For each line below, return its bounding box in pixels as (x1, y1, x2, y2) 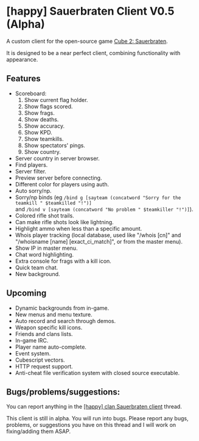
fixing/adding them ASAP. (6, 428, 71, 435)
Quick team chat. (15, 264, 58, 271)
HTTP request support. (15, 362, 73, 370)
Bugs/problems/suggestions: (6, 387, 120, 397)
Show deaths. (24, 115, 59, 123)
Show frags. (24, 109, 55, 117)
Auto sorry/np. (15, 187, 52, 194)
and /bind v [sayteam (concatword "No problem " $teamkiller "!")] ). (15, 205, 194, 213)
